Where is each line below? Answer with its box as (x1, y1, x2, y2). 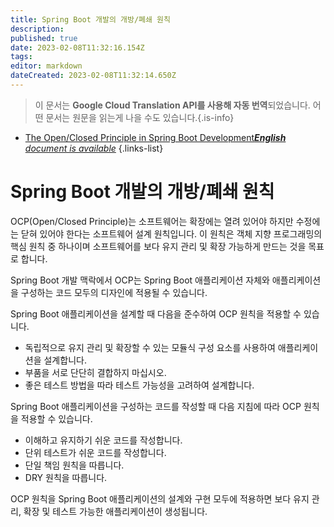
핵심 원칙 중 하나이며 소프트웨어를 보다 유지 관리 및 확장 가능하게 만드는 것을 (10, 240, 307, 252)
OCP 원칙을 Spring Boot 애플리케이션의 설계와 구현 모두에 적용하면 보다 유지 (10, 492, 310, 505)
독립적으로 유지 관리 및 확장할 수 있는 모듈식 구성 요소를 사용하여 (24, 341, 276, 353)
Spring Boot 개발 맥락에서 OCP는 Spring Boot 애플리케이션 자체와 (10, 274, 270, 286)
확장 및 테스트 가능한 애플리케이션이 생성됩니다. (23, 505, 208, 517)
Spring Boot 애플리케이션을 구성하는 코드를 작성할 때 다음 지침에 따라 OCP (10, 400, 302, 412)
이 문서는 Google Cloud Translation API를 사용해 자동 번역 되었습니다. (34, 99, 311, 111)
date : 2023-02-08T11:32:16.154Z (10, 42, 145, 53)
